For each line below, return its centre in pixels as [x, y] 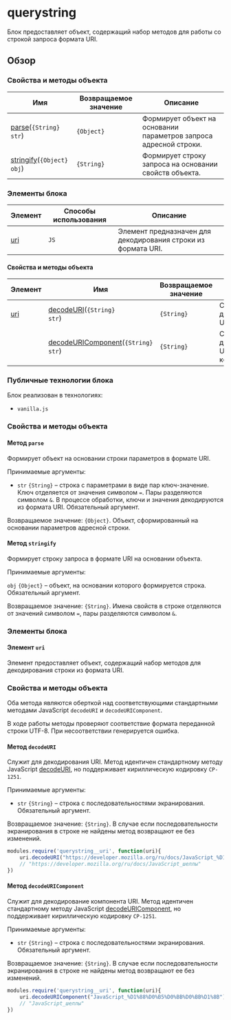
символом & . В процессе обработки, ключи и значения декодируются [120, 499]
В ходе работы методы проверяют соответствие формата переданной [111, 724]
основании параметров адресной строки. [69, 528]
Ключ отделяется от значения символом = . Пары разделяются [109, 492]
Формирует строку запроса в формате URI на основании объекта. [105, 559]
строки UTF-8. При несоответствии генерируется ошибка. [93, 731]
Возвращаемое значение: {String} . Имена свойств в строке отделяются [114, 606]
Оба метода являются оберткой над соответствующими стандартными [112, 703]
